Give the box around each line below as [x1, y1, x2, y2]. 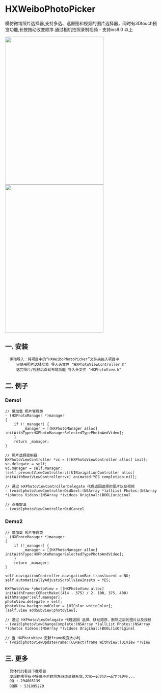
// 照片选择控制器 [5, 453, 38, 458]
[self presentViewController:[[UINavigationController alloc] [5, 470, 135, 475]
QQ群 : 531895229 [9, 684, 44, 689]
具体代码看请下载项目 [9, 669, 47, 674]
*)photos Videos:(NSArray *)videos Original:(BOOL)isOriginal [5, 626, 135, 631]
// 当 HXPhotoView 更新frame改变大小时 [5, 635, 81, 640]
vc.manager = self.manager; [5, 466, 63, 471]
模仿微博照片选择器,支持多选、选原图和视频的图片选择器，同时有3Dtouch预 [5, 20, 157, 26]
